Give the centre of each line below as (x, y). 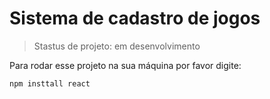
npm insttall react (50, 83)
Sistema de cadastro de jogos (135, 18)
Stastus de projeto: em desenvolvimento (117, 46)
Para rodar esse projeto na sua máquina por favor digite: (125, 65)
